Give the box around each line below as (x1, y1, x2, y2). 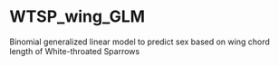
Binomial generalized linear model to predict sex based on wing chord (9, 36, 270, 47)
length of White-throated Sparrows (9, 45, 140, 56)
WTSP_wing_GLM (9, 6, 146, 27)
